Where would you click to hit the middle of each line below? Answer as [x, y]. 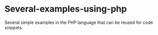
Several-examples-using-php [66, 9]
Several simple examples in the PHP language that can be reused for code [79, 22]
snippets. [14, 27]
